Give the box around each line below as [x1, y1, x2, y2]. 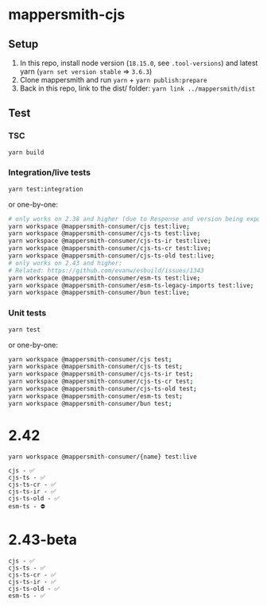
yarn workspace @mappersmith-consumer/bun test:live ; [8, 288, 191, 297]
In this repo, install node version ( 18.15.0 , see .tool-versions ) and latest [19, 58, 258, 68]
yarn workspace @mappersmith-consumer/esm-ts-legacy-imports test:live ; [8, 281, 254, 289]
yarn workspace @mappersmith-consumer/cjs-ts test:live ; [8, 230, 201, 237]
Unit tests [8, 307, 47, 318]
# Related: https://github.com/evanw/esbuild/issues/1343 [8, 266, 204, 275]
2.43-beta [8, 531, 78, 549]
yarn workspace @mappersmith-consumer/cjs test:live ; [8, 222, 191, 230]
